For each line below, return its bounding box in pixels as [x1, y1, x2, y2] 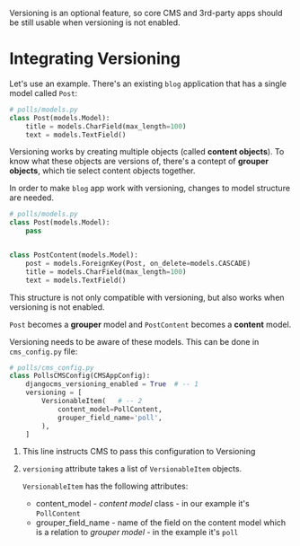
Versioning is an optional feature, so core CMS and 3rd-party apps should [9, 8, 283, 18]
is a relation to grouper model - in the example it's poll [35, 527, 239, 538]
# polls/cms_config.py [9, 363, 94, 372]
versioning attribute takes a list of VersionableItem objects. [22, 463, 243, 474]
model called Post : [9, 87, 78, 98]
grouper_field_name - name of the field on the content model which [35, 517, 287, 528]
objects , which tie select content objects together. [9, 165, 196, 176]
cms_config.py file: [9, 346, 78, 357]
